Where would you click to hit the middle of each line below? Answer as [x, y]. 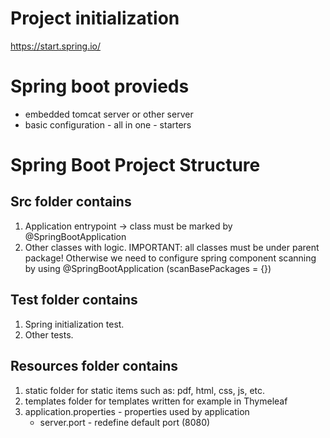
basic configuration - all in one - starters [108, 124]
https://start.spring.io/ [56, 46]
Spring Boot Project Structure [135, 165]
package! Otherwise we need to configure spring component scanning [170, 258]
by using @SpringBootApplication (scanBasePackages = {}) [148, 268]
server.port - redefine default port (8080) [125, 422]
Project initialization [95, 18]
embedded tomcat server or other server [109, 114]
